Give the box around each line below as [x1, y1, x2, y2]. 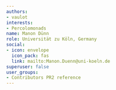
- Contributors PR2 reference [6, 75, 81, 81]
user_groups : [6, 69, 39, 75]
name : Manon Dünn [6, 31, 49, 37]
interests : [6, 20, 33, 25]
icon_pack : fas [11, 53, 49, 59]
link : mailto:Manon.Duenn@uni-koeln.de [11, 58, 111, 64]
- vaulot [6, 14, 28, 20]
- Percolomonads [6, 25, 46, 31]
